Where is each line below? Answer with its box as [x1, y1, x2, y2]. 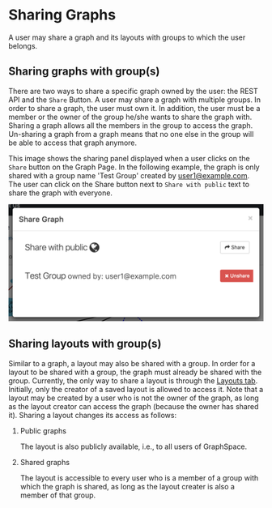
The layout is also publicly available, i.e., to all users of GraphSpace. [19, 442, 248, 451]
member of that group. [19, 490, 96, 500]
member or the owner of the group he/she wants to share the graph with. [8, 112, 253, 122]
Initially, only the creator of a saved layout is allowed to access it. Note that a [8, 384, 264, 394]
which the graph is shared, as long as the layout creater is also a [19, 481, 235, 491]
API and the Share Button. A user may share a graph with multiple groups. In [8, 95, 261, 105]
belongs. [8, 41, 38, 50]
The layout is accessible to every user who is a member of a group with [19, 472, 259, 483]
